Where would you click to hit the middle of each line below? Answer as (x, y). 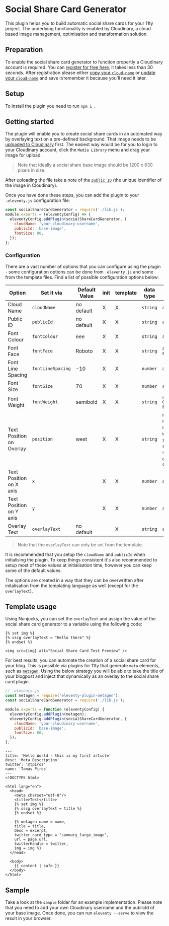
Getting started (30, 122)
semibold (87, 402)
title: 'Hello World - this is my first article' (58, 756)
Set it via (51, 293)
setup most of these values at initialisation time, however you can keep (78, 565)
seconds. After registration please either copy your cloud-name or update (80, 73)
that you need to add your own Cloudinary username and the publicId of (80, 907)
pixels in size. (32, 170)
